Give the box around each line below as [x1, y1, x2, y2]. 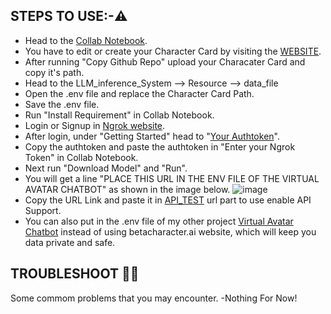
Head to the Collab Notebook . [24, 34, 148, 46]
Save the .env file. [24, 98, 100, 110]
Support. [24, 204, 62, 216]
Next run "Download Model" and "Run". [24, 162, 188, 174]
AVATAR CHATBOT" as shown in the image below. [24, 183, 231, 195]
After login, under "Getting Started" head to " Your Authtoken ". [24, 130, 280, 142]
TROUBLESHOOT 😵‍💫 [10, 265, 140, 283]
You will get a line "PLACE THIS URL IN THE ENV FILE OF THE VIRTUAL [24, 172, 320, 184]
